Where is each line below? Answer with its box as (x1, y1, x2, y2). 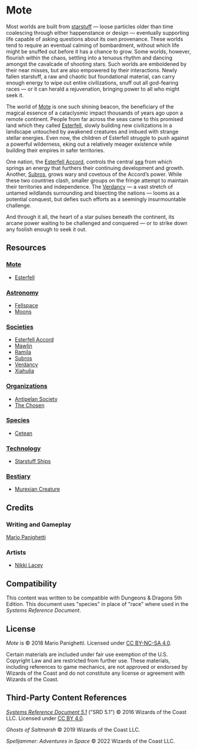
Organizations (6, 382, 48, 390)
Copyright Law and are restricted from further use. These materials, (6, 657, 171, 664)
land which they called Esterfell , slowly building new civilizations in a (6, 122, 172, 129)
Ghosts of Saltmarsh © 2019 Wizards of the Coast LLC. (6, 726, 141, 733)
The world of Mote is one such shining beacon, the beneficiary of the (6, 103, 174, 110)
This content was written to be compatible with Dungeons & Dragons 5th (6, 594, 182, 601)
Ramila (14, 349, 31, 356)
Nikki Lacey (14, 562, 43, 569)
